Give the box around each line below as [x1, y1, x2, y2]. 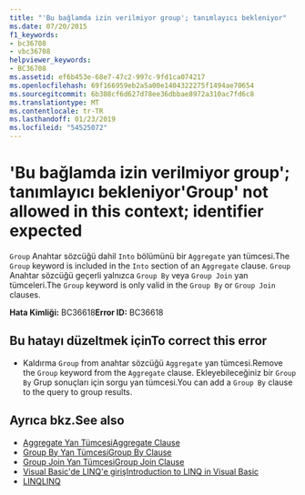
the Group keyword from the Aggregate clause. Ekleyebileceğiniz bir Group [22, 367, 297, 378]
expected [9, 220, 83, 241]
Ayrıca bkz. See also [9, 413, 125, 429]
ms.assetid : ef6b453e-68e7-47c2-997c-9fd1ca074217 [9, 73, 206, 82]
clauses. [9, 288, 41, 300]
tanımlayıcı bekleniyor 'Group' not [9, 182, 269, 203]
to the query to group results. [22, 386, 133, 397]
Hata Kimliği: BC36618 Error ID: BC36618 [9, 307, 164, 318]
